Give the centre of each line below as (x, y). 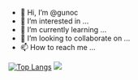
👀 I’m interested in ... (54, 21)
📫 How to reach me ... (58, 47)
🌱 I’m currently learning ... (63, 29)
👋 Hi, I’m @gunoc (49, 13)
